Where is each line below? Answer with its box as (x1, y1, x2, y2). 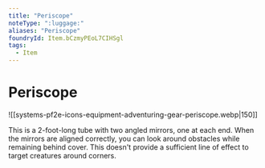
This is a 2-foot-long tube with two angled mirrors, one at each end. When (8, 125, 255, 134)
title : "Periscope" (8, 11, 74, 20)
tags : (8, 42, 26, 50)
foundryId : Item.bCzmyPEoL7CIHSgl (8, 34, 124, 42)
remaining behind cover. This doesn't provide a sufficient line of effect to (8, 142, 249, 152)
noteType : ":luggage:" (8, 19, 84, 27)
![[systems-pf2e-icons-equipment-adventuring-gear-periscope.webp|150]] (8, 110, 259, 119)
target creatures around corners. (8, 150, 116, 160)
